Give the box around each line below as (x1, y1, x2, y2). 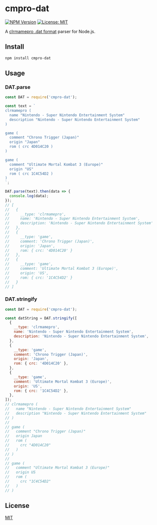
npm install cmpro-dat (5, 56, 51, 61)
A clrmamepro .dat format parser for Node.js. (5, 28, 96, 34)
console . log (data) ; (9, 194, 49, 199)
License (5, 502, 30, 510)
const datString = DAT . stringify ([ (5, 316, 77, 321)
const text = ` (5, 103, 36, 109)
